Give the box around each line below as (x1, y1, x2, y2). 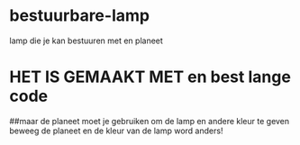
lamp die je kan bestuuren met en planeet (9, 35, 164, 46)
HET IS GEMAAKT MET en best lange (9, 67, 291, 87)
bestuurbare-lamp (9, 5, 150, 26)
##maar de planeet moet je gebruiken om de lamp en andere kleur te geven (9, 115, 290, 126)
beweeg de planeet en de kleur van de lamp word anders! (9, 125, 223, 136)
